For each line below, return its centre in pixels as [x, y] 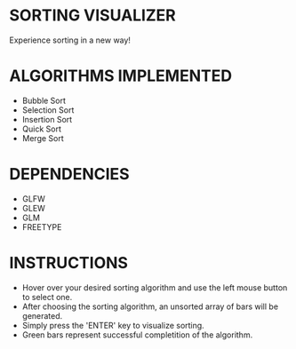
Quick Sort [42, 129]
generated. [42, 315]
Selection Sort [48, 110]
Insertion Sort [47, 119]
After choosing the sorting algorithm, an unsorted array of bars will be [150, 306]
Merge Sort [43, 138]
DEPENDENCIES [70, 174]
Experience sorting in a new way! [70, 40]
